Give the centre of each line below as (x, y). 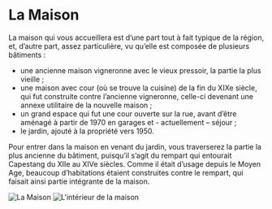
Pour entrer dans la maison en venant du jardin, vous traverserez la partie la (135, 146)
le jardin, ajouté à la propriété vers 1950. (87, 131)
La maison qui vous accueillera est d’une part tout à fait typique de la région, (136, 37)
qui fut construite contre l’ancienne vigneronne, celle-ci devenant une (137, 96)
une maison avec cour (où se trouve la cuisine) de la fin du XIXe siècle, (138, 88)
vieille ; (32, 79)
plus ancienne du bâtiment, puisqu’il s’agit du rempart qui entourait (120, 155)
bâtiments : (27, 54)
